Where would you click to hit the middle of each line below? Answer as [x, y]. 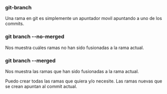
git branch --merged [30, 60]
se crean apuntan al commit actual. [41, 86]
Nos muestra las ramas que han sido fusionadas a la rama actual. [72, 71]
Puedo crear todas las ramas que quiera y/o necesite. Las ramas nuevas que [84, 81]
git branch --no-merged [35, 36]
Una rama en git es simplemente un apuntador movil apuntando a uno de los [83, 18]
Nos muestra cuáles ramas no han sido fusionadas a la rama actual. [75, 47]
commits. [15, 23]
